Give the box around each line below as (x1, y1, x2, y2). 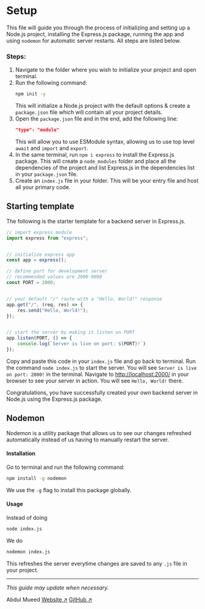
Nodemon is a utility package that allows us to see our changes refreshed (6, 429, 192, 436)
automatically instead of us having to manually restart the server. (6, 436, 170, 443)
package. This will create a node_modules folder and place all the (15, 157, 176, 165)
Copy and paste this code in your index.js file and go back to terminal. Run (6, 357, 196, 365)
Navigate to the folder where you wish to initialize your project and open (15, 66, 196, 73)
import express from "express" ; (6, 235, 88, 241)
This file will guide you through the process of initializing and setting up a (6, 24, 190, 31)
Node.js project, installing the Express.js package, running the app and (6, 30, 184, 37)
